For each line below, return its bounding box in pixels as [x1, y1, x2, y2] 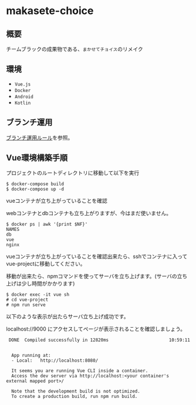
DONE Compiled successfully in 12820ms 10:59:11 [8, 337, 191, 343]
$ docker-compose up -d [6, 186, 65, 192]
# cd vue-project [6, 297, 49, 303]
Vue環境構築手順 [6, 153, 68, 163]
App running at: [11, 353, 51, 359]
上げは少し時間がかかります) [6, 280, 75, 287]
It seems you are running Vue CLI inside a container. [11, 368, 148, 374]
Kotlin [14, 100, 31, 106]
